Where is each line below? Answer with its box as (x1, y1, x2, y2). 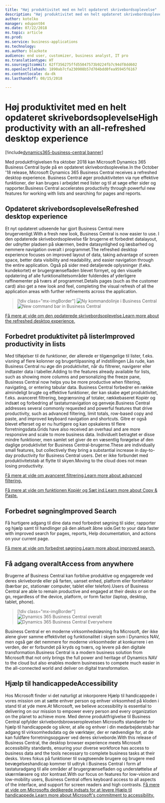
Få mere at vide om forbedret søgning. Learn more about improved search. (5, 546, 156, 551)
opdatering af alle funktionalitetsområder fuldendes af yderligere (5, 272, 136, 279)
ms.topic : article (5, 30, 43, 35)
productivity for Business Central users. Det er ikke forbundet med (14, 452, 148, 459)
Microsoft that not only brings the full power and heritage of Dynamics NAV (5, 655, 158, 660)
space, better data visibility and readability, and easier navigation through (5, 257, 154, 263)
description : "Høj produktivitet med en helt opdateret (5, 12, 122, 17)
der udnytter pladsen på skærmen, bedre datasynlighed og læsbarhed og (5, 241, 154, 247)
